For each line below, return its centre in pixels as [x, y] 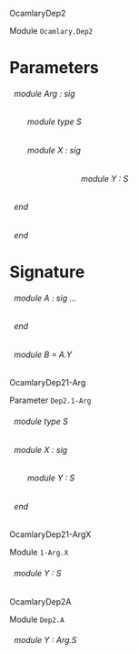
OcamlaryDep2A [40, 601]
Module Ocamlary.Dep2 [51, 31]
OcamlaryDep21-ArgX [50, 534]
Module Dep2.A [37, 619]
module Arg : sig [44, 93]
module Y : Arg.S [45, 640]
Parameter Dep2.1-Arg [50, 400]
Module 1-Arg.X [39, 553]
